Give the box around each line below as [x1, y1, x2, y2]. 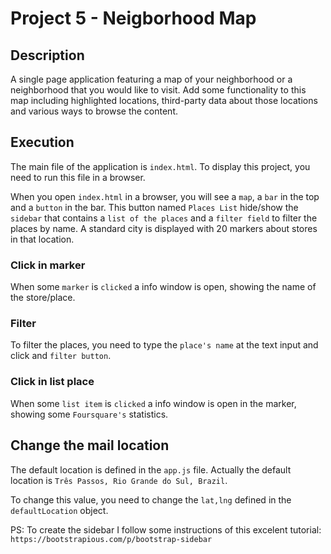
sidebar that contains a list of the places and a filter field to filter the [10, 212, 318, 224]
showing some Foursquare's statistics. [10, 408, 169, 420]
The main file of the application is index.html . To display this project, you [10, 160, 311, 172]
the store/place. [10, 292, 76, 304]
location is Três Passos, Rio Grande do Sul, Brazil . [10, 474, 228, 486]
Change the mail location [10, 437, 170, 454]
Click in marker [10, 258, 86, 272]
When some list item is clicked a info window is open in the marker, [10, 397, 297, 409]
